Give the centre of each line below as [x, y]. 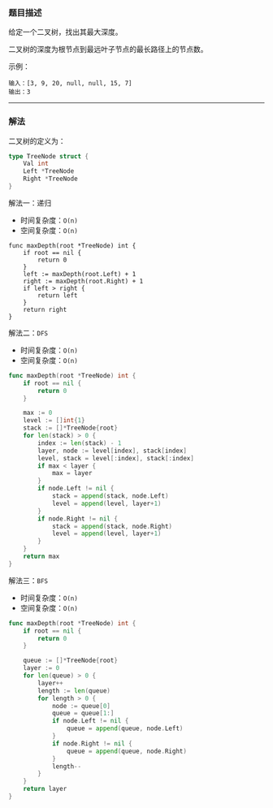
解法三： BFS [28, 580]
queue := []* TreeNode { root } [70, 661]
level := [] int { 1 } [54, 421]
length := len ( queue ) [74, 691]
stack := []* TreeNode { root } [70, 428]
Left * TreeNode [49, 171]
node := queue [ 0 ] [81, 706]
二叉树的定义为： [37, 140]
